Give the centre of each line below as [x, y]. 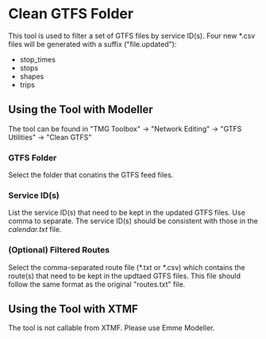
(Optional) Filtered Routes [59, 250]
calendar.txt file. [35, 230]
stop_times [37, 59]
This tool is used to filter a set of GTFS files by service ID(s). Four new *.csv [132, 36]
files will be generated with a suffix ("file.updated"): [93, 44]
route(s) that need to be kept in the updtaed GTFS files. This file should [124, 276]
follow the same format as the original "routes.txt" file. [97, 284]
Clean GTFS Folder [71, 14]
